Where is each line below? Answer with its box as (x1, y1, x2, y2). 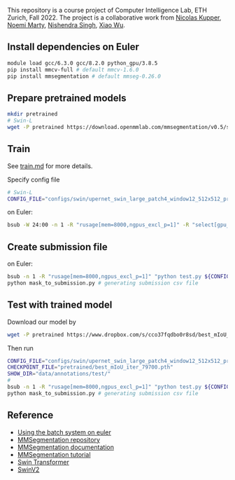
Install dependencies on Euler (7, 41, 140, 53)
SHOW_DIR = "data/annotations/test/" (7, 371, 111, 378)
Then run (7, 343, 34, 352)
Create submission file (7, 241, 108, 253)
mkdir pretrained (7, 111, 58, 118)
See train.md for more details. (7, 161, 93, 170)
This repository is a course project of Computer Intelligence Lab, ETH (7, 6, 208, 14)
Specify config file (7, 175, 60, 184)
